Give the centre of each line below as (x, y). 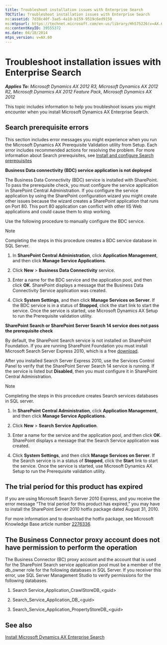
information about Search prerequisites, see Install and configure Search (80, 155)
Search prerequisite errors (47, 127)
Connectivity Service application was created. (59, 290)
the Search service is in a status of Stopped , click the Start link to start (85, 461)
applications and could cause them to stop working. (58, 211)
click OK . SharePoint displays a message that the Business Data (78, 285)
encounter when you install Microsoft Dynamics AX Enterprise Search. (77, 112)
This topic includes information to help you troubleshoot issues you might (80, 106)
